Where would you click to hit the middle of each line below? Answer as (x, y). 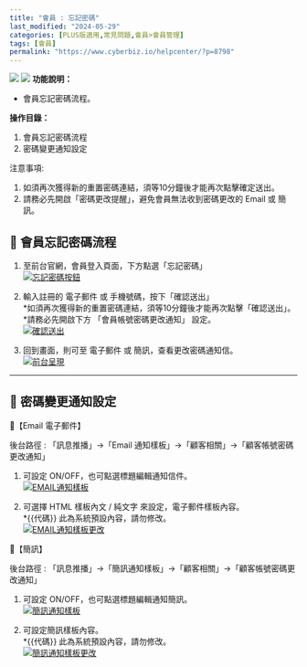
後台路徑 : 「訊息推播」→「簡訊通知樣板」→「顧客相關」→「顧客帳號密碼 (148, 568)
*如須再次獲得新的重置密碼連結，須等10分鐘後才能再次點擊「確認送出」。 (159, 308)
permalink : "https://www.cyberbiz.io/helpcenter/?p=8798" (122, 52)
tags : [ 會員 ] (33, 43)
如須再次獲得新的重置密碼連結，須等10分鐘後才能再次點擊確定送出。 (151, 187)
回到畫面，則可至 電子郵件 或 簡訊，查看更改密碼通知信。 (130, 350)
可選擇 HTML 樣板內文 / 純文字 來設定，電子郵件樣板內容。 (133, 506)
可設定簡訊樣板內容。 (63, 630)
